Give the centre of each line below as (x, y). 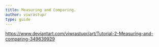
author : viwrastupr (26, 15)
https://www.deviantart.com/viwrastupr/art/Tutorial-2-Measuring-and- (79, 34)
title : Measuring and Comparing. (41, 10)
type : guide (18, 19)
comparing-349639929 (30, 39)
